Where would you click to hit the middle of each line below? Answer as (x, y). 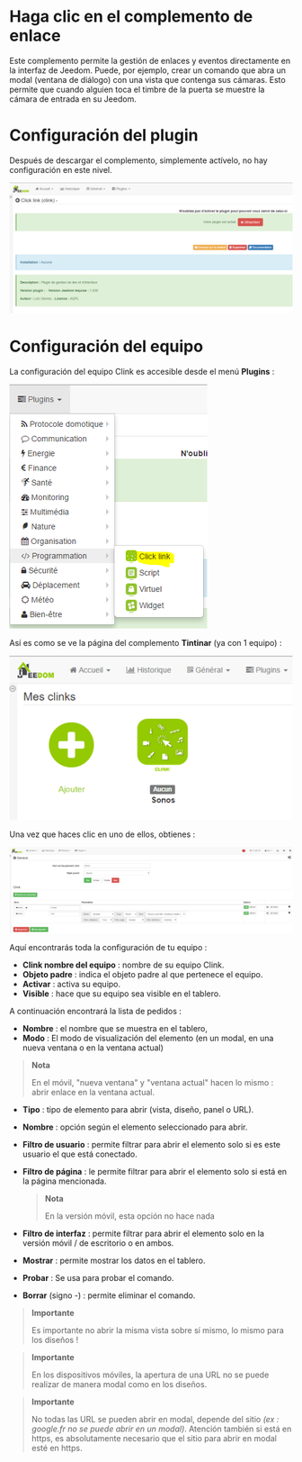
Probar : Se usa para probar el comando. (98, 1278)
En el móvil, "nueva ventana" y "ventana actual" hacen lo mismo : (152, 1083)
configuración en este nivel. (61, 169)
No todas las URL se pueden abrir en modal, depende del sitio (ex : (155, 1420)
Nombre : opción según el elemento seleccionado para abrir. (135, 1127)
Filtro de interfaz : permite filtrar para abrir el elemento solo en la (143, 1234)
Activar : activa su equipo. (71, 985)
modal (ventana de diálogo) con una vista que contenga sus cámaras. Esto (147, 79)
